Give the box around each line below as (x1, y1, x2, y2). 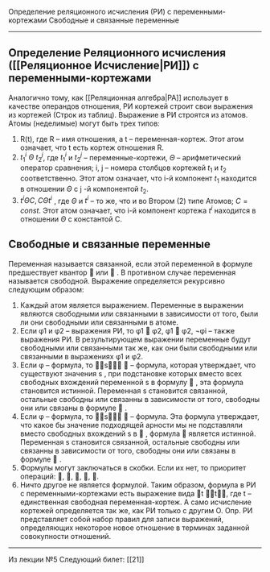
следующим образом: (8, 284, 84, 294)
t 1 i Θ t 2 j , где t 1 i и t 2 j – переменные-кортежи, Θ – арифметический (19, 151, 241, 164)
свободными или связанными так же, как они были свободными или (19, 342, 258, 353)
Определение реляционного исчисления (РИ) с (8, 7, 172, 16)
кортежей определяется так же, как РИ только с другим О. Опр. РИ (19, 505, 253, 515)
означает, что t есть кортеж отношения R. (19, 143, 165, 152)
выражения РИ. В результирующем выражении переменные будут (19, 334, 252, 344)
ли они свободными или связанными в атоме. (19, 317, 179, 327)
